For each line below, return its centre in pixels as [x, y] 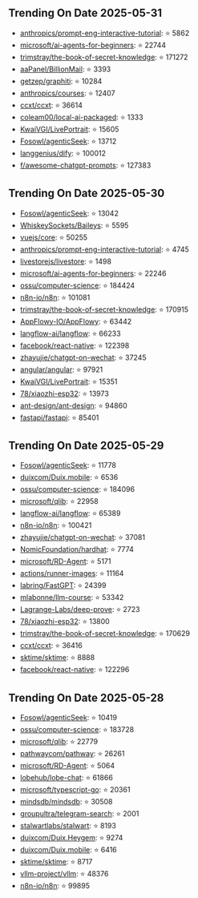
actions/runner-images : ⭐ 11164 [72, 574]
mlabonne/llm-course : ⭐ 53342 [72, 598]
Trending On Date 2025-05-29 [86, 446]
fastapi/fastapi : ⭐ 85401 [59, 417]
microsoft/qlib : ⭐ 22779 [59, 742]
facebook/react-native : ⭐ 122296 [75, 670]
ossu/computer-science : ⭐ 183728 [77, 730]
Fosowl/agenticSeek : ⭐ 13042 [69, 213]
